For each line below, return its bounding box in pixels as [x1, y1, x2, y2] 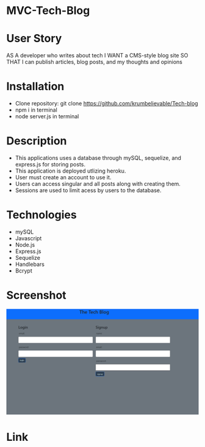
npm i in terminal [15, 106, 58, 113]
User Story [6, 32, 62, 46]
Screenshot [6, 288, 67, 302]
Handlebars [15, 260, 45, 268]
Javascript [15, 234, 42, 241]
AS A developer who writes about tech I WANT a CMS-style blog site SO [6, 52, 189, 59]
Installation [6, 80, 65, 93]
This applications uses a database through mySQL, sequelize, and [15, 154, 182, 162]
